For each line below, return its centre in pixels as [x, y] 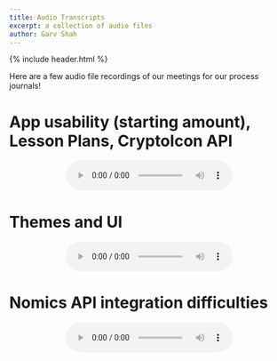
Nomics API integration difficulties [138, 303]
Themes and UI [66, 222]
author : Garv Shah [43, 34]
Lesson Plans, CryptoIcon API [121, 141]
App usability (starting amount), [130, 122]
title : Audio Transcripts [57, 17]
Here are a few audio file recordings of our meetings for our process [134, 76]
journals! [25, 86]
